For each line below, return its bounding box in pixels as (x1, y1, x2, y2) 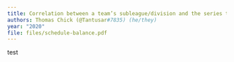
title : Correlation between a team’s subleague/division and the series (7, 10, 223, 17)
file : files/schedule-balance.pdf (7, 29, 108, 37)
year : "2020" (7, 23, 45, 30)
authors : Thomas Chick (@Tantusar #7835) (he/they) (7, 17, 157, 23)
